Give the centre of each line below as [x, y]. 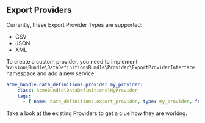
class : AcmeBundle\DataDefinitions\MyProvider [77, 90]
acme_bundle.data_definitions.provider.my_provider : [75, 84]
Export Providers [39, 10]
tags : [24, 96]
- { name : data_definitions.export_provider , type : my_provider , [107, 102]
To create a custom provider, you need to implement [72, 61]
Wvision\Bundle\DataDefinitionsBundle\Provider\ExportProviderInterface [101, 67]
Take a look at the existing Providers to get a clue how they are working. [97, 113]
